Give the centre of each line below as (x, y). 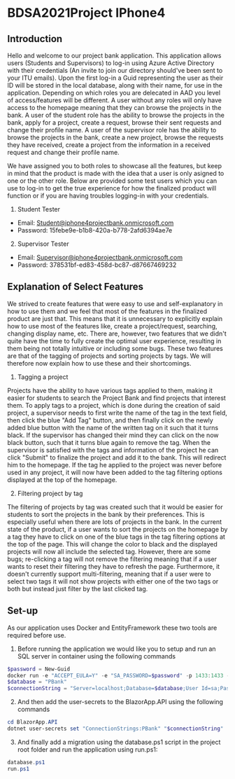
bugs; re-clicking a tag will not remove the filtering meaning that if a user (112, 559)
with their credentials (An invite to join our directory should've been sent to (115, 70)
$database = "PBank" (37, 682)
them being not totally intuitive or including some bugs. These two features (115, 348)
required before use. (37, 635)
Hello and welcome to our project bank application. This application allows (114, 55)
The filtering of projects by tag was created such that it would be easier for (115, 506)
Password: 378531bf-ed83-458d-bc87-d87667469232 (97, 265)
